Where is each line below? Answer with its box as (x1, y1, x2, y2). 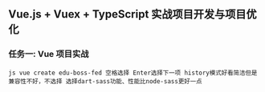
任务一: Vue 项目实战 (8, 49, 89, 60)
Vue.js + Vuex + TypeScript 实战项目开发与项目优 (8, 7, 257, 22)
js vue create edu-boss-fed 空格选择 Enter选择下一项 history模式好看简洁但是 (8, 69, 258, 77)
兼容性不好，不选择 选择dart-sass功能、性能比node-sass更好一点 (8, 77, 202, 86)
